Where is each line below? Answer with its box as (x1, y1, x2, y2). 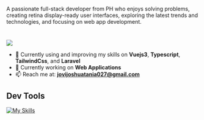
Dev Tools (6, 91, 45, 101)
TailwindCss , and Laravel (15, 57, 81, 65)
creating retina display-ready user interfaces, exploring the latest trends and (6, 12, 199, 19)
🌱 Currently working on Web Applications (15, 64, 122, 71)
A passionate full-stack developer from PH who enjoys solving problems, (6, 5, 190, 12)
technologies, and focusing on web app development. (6, 18, 142, 25)
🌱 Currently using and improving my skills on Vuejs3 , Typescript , (15, 51, 181, 58)
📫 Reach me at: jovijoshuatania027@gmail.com (15, 71, 140, 78)
